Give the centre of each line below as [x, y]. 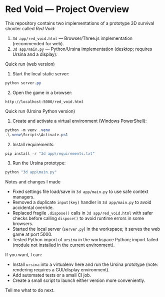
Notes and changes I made [33, 182]
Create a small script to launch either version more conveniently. [79, 280]
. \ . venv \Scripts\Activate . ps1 [37, 135]
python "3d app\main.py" [31, 172]
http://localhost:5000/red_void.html [44, 102]
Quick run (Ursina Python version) [40, 111]
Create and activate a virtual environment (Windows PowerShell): [79, 121]
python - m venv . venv [28, 130]
